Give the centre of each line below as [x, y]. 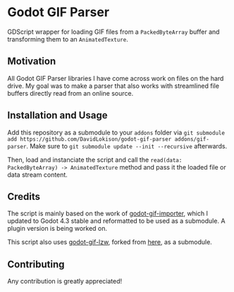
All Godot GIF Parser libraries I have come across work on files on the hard [116, 78]
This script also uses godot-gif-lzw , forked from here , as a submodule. [110, 242]
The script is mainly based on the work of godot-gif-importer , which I [107, 214]
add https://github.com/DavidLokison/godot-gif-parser [90, 139]
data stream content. [38, 174]
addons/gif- [192, 139]
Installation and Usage [57, 116]
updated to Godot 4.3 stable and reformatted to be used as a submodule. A [116, 221]
